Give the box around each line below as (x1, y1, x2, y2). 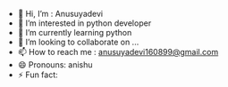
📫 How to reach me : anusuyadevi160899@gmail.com (17, 47, 219, 57)
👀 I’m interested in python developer (17, 18, 152, 28)
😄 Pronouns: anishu (17, 59, 93, 70)
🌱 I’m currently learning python (17, 28, 132, 37)
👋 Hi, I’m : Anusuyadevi (17, 9, 104, 19)
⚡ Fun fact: (17, 69, 58, 80)
